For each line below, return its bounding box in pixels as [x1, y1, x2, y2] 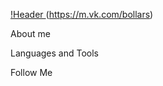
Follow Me [10, 67, 53, 78]
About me [10, 28, 51, 39]
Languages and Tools [10, 47, 100, 59]
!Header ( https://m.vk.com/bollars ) [10, 9, 154, 20]
